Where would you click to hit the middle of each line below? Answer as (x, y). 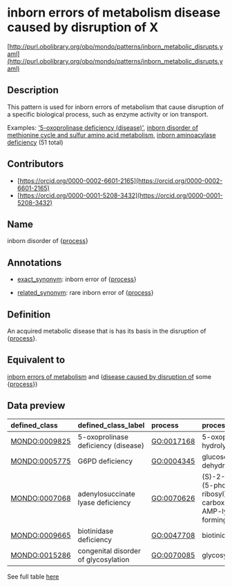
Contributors (36, 164)
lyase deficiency (104, 502)
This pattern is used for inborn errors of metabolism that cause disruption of (116, 107)
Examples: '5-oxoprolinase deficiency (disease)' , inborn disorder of (103, 127)
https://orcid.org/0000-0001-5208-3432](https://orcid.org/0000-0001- (121, 195)
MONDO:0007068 (41, 498)
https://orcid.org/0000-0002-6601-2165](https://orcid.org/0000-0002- (121, 180)
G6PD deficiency (105, 461)
